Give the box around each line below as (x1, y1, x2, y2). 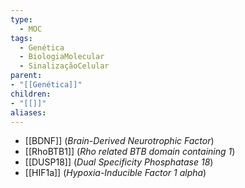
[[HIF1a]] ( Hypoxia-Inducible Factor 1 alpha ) (24, 167, 207, 179)
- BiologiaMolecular (19, 52, 105, 62)
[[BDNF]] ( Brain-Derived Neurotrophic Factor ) (24, 135, 215, 147)
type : (10, 14, 33, 25)
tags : (10, 33, 33, 43)
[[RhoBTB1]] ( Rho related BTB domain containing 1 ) (24, 146, 236, 158)
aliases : (10, 107, 47, 118)
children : (10, 89, 52, 99)
